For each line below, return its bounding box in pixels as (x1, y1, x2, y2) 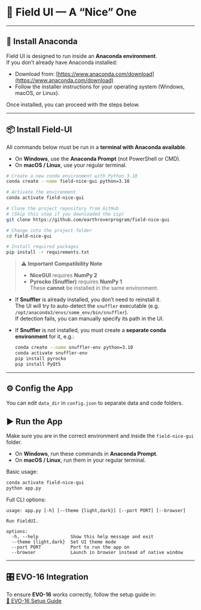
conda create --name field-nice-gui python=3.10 (6, 179, 130, 185)
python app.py (6, 485, 42, 492)
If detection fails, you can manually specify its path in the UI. (14, 315, 164, 322)
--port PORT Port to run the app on (11, 544, 130, 550)
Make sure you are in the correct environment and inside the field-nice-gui (6, 433, 194, 440)
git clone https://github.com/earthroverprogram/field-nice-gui (6, 216, 170, 223)
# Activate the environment (6, 189, 77, 195)
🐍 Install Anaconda (6, 36, 78, 47)
